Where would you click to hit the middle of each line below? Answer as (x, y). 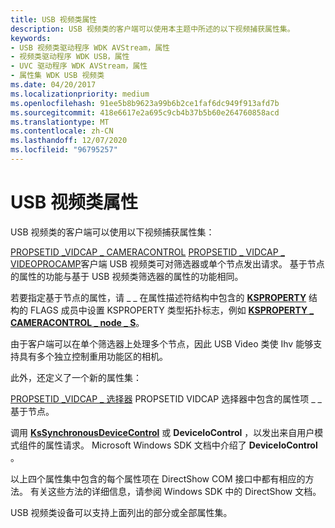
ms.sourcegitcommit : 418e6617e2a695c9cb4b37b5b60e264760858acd (145, 112)
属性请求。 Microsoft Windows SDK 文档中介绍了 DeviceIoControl (181, 445)
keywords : (31, 38)
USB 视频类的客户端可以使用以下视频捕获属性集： (112, 232)
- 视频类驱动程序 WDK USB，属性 (70, 57)
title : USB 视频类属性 (54, 19)
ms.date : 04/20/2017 (53, 85)
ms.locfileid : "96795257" (64, 150)
